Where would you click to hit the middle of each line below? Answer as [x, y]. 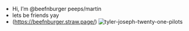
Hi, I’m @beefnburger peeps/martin [57, 9]
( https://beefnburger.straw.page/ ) [54, 22]
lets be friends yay [35, 15]
